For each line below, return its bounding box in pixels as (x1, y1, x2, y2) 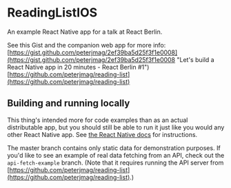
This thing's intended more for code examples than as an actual (7, 116, 188, 124)
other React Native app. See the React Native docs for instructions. (7, 130, 198, 138)
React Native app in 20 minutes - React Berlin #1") (7, 63, 150, 71)
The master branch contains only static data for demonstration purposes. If (7, 143, 221, 152)
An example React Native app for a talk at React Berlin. (7, 28, 163, 36)
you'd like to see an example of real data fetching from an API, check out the (7, 151, 225, 159)
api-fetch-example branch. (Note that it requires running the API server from (7, 158, 224, 167)
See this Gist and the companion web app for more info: (7, 41, 166, 49)
